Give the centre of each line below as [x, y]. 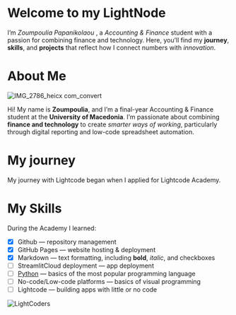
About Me [37, 76]
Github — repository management [67, 242]
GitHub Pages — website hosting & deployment [87, 249]
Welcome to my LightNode [87, 13]
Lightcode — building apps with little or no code [87, 290]
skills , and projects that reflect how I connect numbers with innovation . [112, 47]
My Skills [35, 208]
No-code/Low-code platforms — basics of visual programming [109, 282]
